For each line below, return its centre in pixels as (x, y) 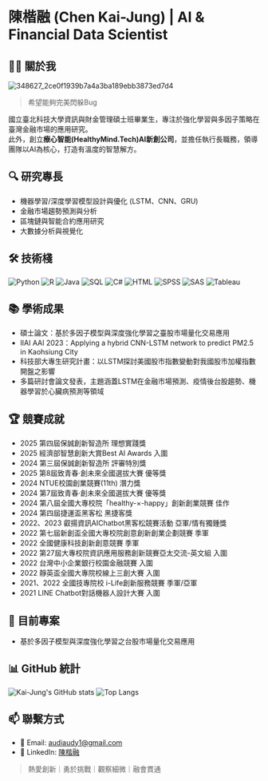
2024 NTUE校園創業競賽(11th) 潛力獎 (80, 483)
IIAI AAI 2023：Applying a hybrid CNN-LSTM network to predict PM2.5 (136, 343)
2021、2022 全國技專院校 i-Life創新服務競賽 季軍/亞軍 (108, 583)
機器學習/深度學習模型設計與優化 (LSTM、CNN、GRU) (109, 200)
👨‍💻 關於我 (32, 66)
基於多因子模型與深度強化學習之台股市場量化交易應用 (107, 641)
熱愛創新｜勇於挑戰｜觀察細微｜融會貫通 (94, 769)
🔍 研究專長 (36, 177)
